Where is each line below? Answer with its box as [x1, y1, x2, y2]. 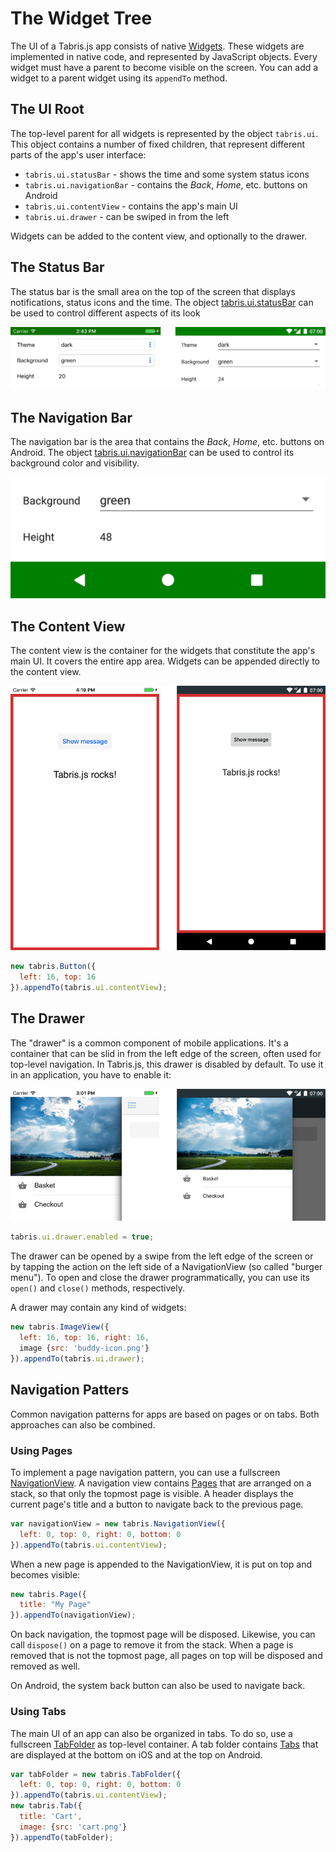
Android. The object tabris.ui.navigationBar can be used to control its [10, 447, 295, 459]
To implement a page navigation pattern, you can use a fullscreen [10, 1466, 281, 1478]
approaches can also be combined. [10, 1418, 156, 1431]
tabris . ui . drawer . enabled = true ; [10, 1232, 155, 1242]
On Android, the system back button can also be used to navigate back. [10, 1680, 306, 1692]
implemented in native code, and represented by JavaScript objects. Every [10, 50, 318, 62]
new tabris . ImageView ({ [10, 1322, 110, 1332]
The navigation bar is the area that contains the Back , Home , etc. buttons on [10, 436, 325, 448]
